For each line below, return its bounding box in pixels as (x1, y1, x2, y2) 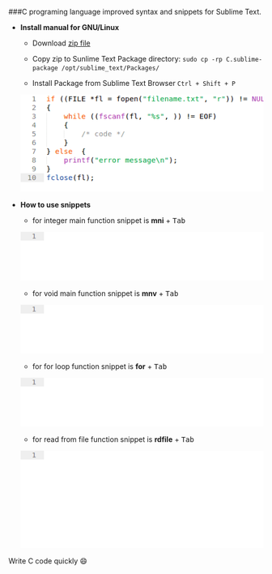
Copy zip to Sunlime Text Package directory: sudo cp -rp (32, 54, 223, 63)
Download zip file (32, 38, 91, 48)
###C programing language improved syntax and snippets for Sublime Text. (8, 7, 261, 16)
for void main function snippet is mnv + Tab (32, 289, 179, 298)
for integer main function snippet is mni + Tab (32, 216, 186, 225)
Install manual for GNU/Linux (19, 23, 120, 32)
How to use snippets (19, 200, 91, 210)
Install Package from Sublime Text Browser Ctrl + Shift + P (32, 79, 236, 88)
